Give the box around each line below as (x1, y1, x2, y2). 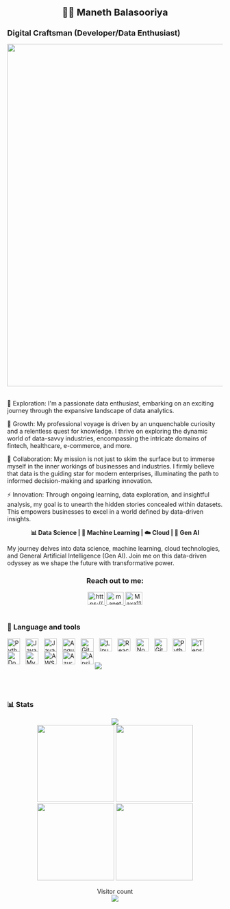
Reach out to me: (86, 575, 144, 585)
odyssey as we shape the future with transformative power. (7, 558, 175, 567)
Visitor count (97, 887, 133, 896)
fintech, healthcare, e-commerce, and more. (7, 441, 132, 449)
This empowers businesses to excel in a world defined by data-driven (7, 507, 204, 516)
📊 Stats (7, 699, 34, 709)
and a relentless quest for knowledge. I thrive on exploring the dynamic (7, 427, 208, 435)
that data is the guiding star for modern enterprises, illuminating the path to (7, 469, 219, 477)
